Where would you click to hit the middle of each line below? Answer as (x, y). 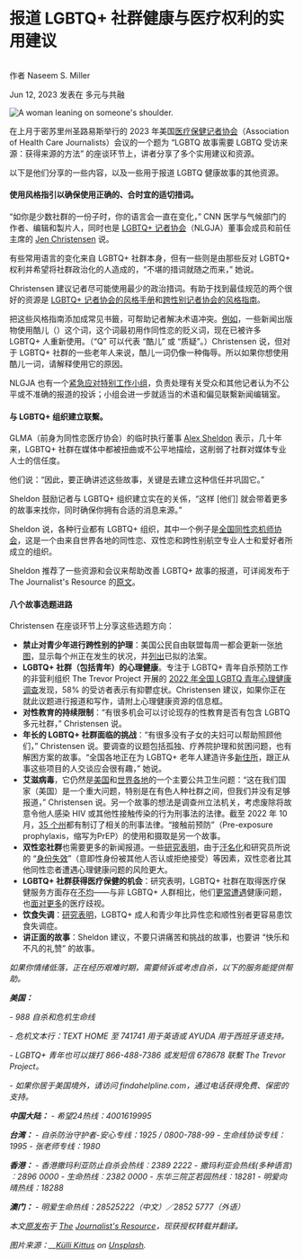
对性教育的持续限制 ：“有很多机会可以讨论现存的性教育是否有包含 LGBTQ (156, 712)
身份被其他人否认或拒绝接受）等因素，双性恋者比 (194, 859)
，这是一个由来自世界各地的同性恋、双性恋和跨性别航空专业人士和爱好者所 (155, 540)
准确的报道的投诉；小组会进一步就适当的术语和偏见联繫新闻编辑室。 (159, 394)
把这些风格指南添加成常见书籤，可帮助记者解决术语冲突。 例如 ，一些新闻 (143, 319)
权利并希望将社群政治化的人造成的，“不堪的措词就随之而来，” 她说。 (134, 269)
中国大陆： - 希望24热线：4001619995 (80, 1116)
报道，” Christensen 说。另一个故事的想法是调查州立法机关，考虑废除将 (153, 802)
